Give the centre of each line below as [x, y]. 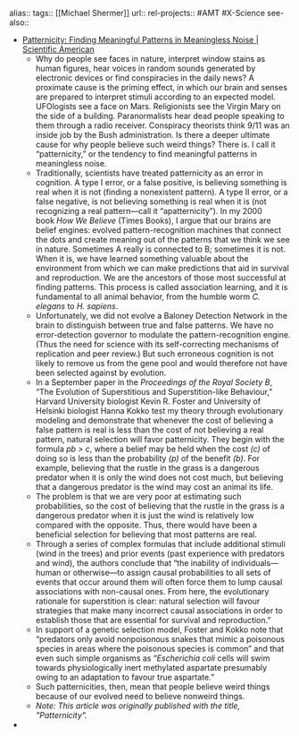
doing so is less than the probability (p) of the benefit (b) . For [148, 458]
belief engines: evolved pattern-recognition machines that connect [158, 230]
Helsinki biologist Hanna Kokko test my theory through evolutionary [159, 411]
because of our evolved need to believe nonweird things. [140, 696]
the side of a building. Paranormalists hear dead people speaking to [160, 116]
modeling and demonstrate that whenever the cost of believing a [154, 420]
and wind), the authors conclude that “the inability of [132, 563]
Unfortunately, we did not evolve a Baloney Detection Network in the [162, 316]
